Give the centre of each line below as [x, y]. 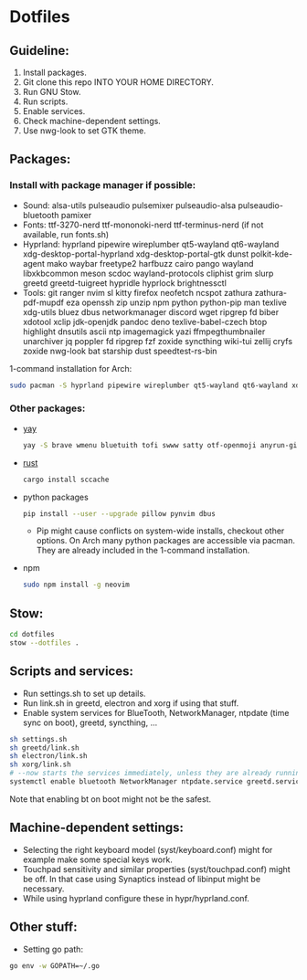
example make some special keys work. [98, 859]
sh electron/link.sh [49, 756]
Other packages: [48, 408]
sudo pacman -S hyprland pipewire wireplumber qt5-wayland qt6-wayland [148, 385]
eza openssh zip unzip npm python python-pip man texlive [176, 302]
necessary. [43, 889]
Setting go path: [53, 949]
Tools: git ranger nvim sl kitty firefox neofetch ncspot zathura [138, 292]
